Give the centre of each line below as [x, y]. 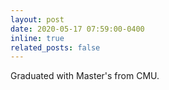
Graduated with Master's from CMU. [85, 76]
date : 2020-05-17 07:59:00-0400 [77, 29]
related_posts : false [55, 47]
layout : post [37, 19]
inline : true [37, 38]
